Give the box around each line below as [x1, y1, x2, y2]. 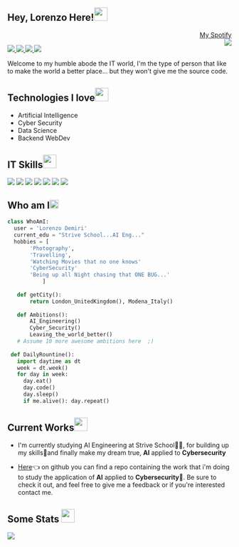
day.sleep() [23, 391, 59, 398]
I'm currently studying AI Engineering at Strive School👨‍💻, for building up [17, 441, 230, 449]
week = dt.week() [16, 364, 69, 371]
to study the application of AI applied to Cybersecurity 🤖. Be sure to [17, 473, 217, 481]
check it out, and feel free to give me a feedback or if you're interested [17, 480, 225, 489]
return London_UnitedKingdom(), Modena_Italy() [29, 298, 174, 305]
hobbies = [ [14, 238, 50, 245]
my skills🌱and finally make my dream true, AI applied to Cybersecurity [17, 448, 226, 457]
